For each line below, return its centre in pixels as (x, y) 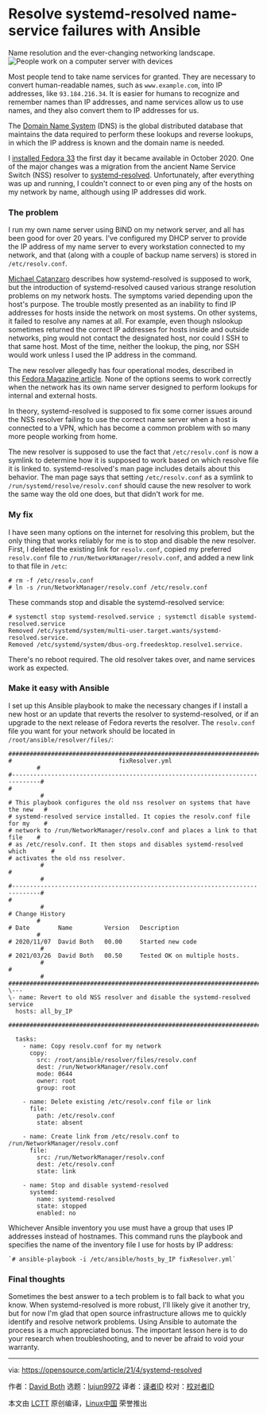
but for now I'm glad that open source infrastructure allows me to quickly (128, 1313)
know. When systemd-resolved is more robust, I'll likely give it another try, (129, 1305)
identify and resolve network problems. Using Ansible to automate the (123, 1322)
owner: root (57, 1081)
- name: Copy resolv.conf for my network (92, 1046)
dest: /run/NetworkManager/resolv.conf (103, 1067)
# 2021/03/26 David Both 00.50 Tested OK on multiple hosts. (124, 956)
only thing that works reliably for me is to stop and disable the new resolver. (132, 541)
